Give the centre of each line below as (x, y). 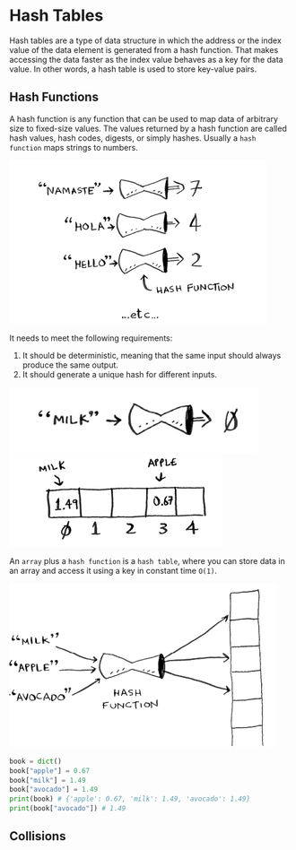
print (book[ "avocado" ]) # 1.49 (68, 809)
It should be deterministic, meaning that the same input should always (152, 355)
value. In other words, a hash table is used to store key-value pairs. (133, 69)
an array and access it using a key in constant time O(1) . (113, 570)
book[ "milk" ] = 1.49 (48, 780)
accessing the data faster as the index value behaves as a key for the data (147, 59)
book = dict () (36, 761)
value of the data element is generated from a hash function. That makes (144, 49)
